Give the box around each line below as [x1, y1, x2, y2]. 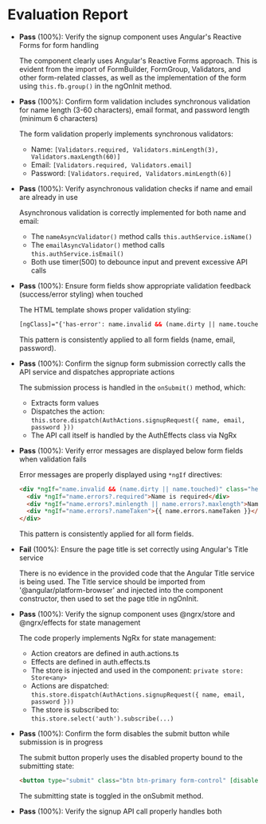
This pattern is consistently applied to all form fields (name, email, [18, 335, 236, 344]
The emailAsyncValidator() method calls [30, 240, 165, 249]
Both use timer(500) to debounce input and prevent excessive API [30, 257, 248, 266]
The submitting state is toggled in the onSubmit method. [18, 791, 204, 801]
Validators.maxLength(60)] [30, 153, 121, 161]
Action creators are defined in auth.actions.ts [30, 649, 180, 658]
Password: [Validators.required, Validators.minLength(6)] [30, 168, 232, 178]
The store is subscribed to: [30, 705, 119, 715]
